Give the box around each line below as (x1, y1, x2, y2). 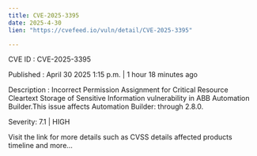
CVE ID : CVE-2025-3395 (8, 54, 92, 64)
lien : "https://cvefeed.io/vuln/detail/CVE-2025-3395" (8, 26, 193, 34)
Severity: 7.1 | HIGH (8, 117, 70, 127)
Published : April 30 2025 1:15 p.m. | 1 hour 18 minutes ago (8, 70, 198, 80)
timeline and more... (8, 141, 74, 150)
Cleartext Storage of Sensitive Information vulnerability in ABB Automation (8, 94, 250, 103)
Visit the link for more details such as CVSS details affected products (8, 132, 232, 142)
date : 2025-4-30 (8, 19, 62, 27)
